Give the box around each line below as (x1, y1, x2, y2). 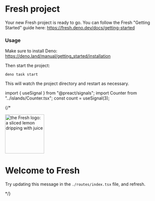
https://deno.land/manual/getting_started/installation (5, 53, 111, 59)
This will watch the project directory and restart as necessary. (5, 80, 129, 86)
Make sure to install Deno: (5, 48, 58, 54)
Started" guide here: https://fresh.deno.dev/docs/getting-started (5, 24, 135, 30)
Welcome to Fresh (5, 165, 80, 176)
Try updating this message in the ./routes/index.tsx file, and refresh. (5, 181, 146, 187)
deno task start (5, 72, 38, 77)
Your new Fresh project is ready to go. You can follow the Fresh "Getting (5, 20, 150, 25)
